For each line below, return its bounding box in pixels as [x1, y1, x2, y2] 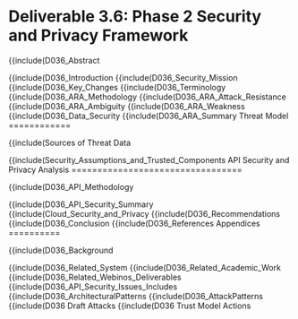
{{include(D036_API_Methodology [8, 181, 134, 192]
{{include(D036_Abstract [8, 55, 100, 65]
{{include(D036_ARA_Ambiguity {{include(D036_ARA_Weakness [8, 100, 245, 111]
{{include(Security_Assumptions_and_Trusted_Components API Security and [8, 154, 290, 165]
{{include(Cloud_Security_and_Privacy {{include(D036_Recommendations [8, 208, 281, 219]
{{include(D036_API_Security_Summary [8, 199, 154, 210]
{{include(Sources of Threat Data [8, 137, 132, 148]
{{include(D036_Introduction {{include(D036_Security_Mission [8, 72, 238, 82]
